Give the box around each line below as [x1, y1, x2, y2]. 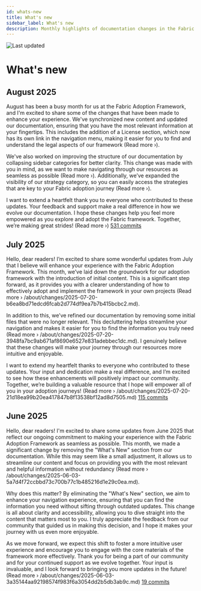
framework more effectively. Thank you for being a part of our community [6, 553, 189, 560]
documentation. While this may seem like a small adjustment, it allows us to [6, 452, 192, 460]
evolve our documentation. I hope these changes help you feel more [6, 209, 175, 216]
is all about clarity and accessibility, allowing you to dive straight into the [6, 509, 185, 516]
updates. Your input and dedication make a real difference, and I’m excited [6, 368, 190, 376]
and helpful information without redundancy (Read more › [6, 465, 149, 473]
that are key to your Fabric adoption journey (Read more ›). [6, 185, 152, 192]
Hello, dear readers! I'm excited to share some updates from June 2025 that [6, 427, 194, 434]
